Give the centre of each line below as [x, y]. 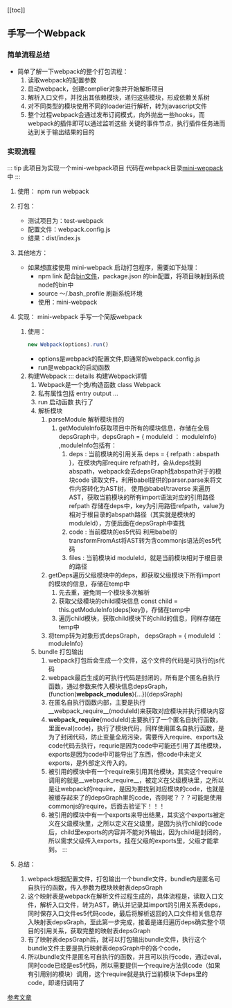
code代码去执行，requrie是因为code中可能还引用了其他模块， [136, 745]
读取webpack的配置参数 [62, 80]
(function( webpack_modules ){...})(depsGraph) [116, 694]
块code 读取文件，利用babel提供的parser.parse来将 [142, 480]
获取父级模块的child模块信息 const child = [118, 601]
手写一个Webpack [46, 34]
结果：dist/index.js [54, 237]
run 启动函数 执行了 [66, 402]
